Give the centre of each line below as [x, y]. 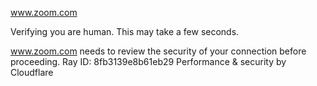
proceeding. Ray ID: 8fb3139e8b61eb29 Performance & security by [148, 61]
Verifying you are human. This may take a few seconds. [125, 31]
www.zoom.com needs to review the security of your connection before [158, 51]
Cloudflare [32, 72]
